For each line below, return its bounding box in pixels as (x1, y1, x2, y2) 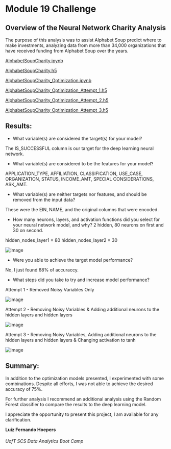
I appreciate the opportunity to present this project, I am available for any (5, 411, 159, 417)
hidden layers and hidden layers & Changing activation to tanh (5, 337, 136, 343)
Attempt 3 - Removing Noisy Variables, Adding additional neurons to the (5, 331, 157, 337)
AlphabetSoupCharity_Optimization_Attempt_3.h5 (5, 107, 109, 113)
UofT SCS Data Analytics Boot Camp (5, 438, 84, 444)
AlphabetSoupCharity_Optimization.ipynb (5, 78, 92, 83)
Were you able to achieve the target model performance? (12, 257, 133, 263)
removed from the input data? (12, 196, 76, 203)
